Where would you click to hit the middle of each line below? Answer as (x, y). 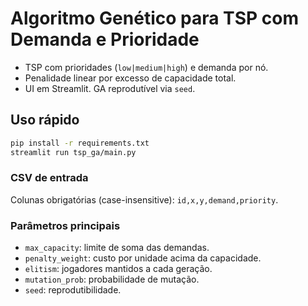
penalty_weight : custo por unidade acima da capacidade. (143, 258)
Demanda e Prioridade (105, 39)
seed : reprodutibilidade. (73, 290)
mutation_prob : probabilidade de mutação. (112, 279)
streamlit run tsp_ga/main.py (73, 152)
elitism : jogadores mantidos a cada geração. (118, 269)
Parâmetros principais (65, 225)
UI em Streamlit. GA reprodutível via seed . (110, 88)
